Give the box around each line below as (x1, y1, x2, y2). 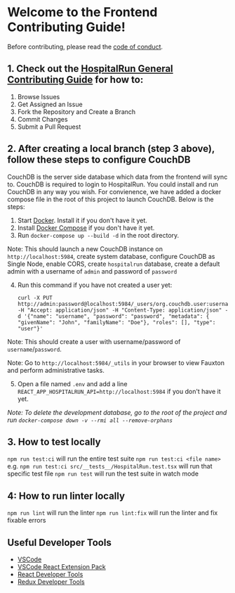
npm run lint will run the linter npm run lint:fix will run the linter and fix (7, 509, 218, 517)
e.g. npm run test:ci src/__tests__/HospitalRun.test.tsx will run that (7, 462, 213, 471)
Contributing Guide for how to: (7, 74, 144, 86)
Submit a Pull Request (17, 122, 81, 131)
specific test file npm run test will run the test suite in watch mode (7, 469, 199, 478)
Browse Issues (17, 92, 60, 101)
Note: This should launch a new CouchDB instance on (7, 244, 163, 253)
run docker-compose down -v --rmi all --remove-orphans (7, 416, 173, 424)
